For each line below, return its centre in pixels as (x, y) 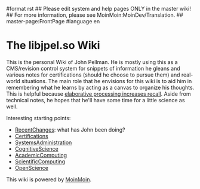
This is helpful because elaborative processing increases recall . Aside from (99, 94)
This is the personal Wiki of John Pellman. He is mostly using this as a (92, 62)
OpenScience (32, 167)
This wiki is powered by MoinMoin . (49, 179)
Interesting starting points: (39, 118)
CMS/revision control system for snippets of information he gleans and (93, 68)
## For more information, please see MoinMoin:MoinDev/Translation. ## (95, 15)
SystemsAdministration (43, 142)
